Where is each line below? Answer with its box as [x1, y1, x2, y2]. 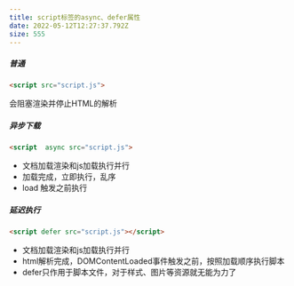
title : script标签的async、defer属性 [9, 12, 141, 22]
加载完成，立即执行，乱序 [21, 171, 116, 182]
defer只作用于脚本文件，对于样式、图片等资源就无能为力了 [21, 266, 237, 277]
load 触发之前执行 [21, 183, 88, 194]
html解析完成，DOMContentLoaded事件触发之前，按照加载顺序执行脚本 [21, 255, 285, 266]
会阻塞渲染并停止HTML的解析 [9, 99, 118, 109]
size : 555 [9, 29, 46, 38]
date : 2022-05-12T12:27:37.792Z [9, 21, 129, 30]
